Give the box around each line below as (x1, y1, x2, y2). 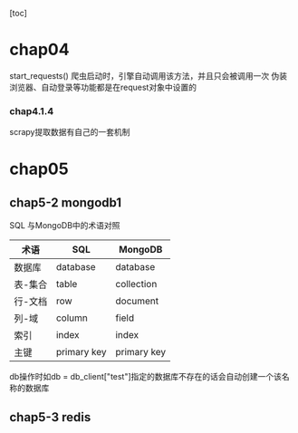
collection (115, 278, 158, 291)
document (115, 294, 159, 307)
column (55, 312, 88, 324)
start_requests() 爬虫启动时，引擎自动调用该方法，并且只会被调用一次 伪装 (9, 70, 288, 81)
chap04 (9, 40, 70, 60)
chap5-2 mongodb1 (9, 195, 122, 210)
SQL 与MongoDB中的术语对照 (9, 220, 120, 231)
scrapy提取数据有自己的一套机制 (9, 127, 130, 138)
